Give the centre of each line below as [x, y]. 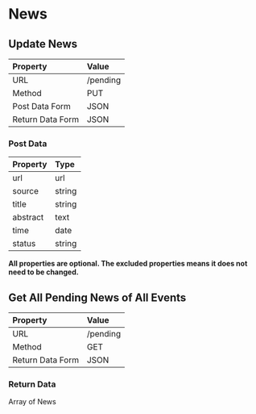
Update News [43, 44]
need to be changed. [43, 272]
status [24, 244]
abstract [28, 217]
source [25, 191]
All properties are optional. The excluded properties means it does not [128, 264]
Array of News [32, 402]
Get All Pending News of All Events [97, 297]
